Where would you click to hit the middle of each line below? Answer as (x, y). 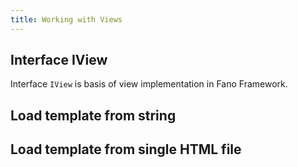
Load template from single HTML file (126, 149)
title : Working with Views (66, 19)
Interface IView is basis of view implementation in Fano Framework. (149, 84)
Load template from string (93, 115)
